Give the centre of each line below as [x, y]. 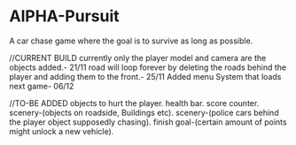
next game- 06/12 [42, 86]
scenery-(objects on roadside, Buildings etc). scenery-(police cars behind [144, 112]
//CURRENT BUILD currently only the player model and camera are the [138, 57]
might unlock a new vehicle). [62, 131]
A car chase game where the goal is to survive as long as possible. [131, 41]
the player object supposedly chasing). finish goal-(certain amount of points [148, 122]
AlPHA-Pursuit [64, 16]
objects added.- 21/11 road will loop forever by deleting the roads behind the [148, 67]
